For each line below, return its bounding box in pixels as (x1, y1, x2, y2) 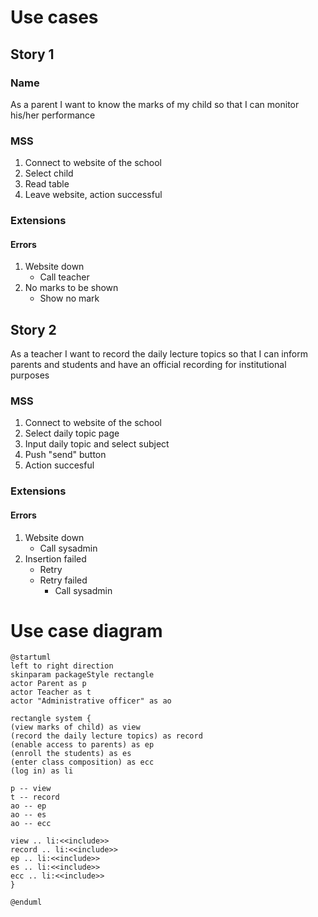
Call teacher (39, 271, 90, 283)
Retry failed (39, 574, 88, 586)
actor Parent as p (10, 679, 87, 689)
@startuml (10, 652, 52, 663)
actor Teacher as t (10, 687, 92, 698)
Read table (24, 178, 70, 190)
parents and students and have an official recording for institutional (10, 359, 287, 371)
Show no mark (39, 292, 100, 305)
